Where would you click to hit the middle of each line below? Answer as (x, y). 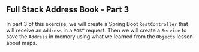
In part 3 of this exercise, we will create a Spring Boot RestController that (97, 24)
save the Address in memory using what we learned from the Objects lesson (99, 36)
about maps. (22, 43)
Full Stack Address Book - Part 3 (68, 10)
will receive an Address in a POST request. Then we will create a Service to (97, 30)
